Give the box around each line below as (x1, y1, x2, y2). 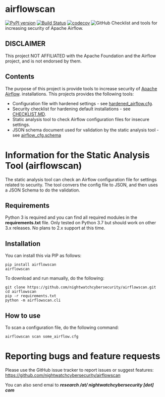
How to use (5, 311, 41, 320)
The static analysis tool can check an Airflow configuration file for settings (5, 176, 157, 182)
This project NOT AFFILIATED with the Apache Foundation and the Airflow (5, 53, 156, 59)
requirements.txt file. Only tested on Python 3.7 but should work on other (5, 220, 156, 226)
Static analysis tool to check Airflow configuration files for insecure (12, 116, 150, 122)
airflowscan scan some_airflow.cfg (5, 334, 79, 339)
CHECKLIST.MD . (12, 111, 46, 117)
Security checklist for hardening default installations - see (12, 106, 131, 112)
